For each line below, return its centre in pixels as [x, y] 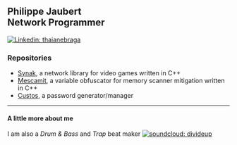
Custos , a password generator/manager [75, 96]
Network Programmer [56, 23]
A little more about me [41, 118]
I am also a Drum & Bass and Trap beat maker [74, 134]
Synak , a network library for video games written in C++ [99, 73]
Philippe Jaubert [44, 12]
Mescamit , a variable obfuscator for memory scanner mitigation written [121, 81]
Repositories [30, 58]
